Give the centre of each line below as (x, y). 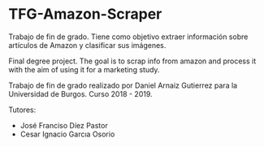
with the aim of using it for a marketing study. (84, 69)
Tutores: (22, 110)
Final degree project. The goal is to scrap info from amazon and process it (132, 61)
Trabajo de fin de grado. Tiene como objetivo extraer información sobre (128, 37)
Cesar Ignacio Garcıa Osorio (67, 134)
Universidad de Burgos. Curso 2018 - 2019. (80, 93)
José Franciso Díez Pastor (64, 125)
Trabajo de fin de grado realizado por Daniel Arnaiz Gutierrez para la (123, 85)
